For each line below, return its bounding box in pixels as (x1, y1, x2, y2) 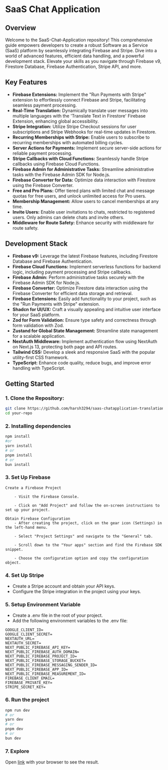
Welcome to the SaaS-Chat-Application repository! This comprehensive (5, 37, 152, 43)
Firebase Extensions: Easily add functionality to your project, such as (12, 296, 156, 302)
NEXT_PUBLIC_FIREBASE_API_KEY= (5, 645, 70, 650)
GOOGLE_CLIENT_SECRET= (5, 632, 52, 637)
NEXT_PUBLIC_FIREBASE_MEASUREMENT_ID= (5, 671, 86, 677)
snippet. (5, 547, 23, 552)
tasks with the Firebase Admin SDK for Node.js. (12, 171, 110, 177)
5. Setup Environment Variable (5, 601, 81, 608)
